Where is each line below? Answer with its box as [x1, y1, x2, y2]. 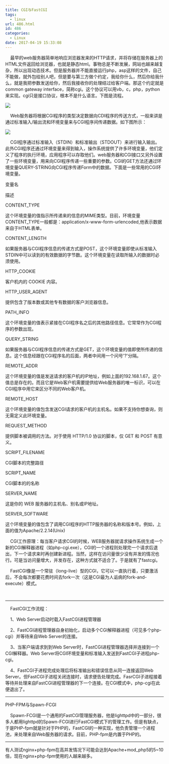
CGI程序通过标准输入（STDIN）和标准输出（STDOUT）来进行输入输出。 [10, 139, 160, 145]
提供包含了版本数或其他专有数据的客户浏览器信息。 [5, 299, 111, 305]
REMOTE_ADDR [5, 362, 38, 368]
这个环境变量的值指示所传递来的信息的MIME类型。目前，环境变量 [5, 212, 141, 218]
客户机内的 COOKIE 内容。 [5, 278, 60, 285]
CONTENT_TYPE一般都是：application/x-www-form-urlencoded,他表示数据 [5, 219, 162, 225]
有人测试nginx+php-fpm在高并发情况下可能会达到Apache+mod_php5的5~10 [5, 746, 163, 752]
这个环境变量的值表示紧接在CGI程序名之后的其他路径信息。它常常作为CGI [5, 320, 157, 326]
